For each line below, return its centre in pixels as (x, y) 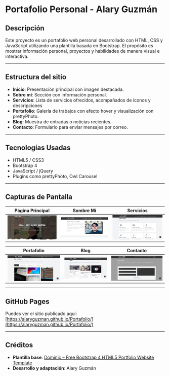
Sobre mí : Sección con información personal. (60, 94)
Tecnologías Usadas (38, 148)
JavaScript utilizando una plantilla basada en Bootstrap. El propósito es (79, 46)
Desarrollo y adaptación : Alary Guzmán (54, 368)
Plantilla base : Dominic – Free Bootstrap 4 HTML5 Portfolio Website (83, 357)
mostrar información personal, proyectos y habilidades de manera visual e (83, 51)
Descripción (25, 28)
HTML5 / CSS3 (28, 160)
